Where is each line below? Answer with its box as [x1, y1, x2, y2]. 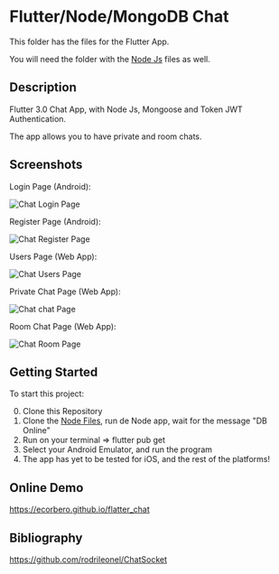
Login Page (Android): [9, 181, 92, 191]
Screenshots [9, 157, 83, 172]
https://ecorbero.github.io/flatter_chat [9, 504, 151, 515]
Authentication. [9, 113, 66, 124]
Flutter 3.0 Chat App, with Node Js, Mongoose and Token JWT [9, 104, 244, 115]
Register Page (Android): [9, 216, 101, 227]
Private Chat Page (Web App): [9, 286, 121, 297]
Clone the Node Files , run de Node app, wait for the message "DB [22, 415, 268, 426]
